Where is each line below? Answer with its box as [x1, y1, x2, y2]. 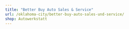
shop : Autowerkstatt [5, 16, 48, 21]
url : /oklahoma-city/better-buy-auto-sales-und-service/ [5, 12, 125, 17]
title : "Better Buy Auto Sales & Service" [5, 7, 94, 12]
